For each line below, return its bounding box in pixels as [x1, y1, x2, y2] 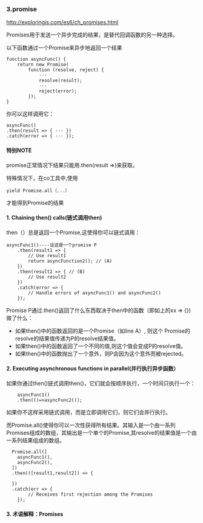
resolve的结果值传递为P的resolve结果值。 [15, 334, 119, 342]
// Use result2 [28, 274, 67, 280]
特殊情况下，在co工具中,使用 [6, 174, 78, 181]
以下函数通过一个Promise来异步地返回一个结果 [6, 44, 122, 52]
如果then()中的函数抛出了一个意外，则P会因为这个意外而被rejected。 [15, 350, 187, 357]
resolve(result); [38, 78, 83, 84]
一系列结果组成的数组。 [6, 437, 65, 444]
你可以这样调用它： [6, 110, 55, 117]
